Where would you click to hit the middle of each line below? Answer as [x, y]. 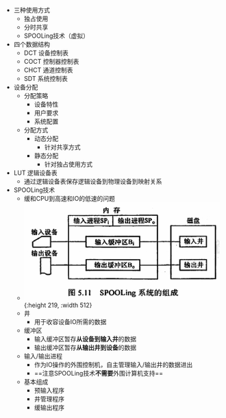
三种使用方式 [32, 10]
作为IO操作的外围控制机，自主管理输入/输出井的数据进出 [113, 365]
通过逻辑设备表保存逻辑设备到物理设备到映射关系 [93, 181]
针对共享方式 [62, 147]
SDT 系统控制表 [46, 78]
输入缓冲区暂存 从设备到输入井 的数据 [85, 339]
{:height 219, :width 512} [58, 305]
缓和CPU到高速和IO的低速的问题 [69, 198]
